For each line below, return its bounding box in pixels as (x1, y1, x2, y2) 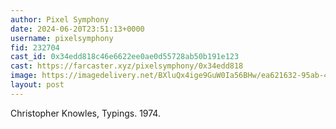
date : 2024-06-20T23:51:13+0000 (10, 24, 145, 34)
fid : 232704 (10, 42, 60, 53)
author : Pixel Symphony (10, 14, 110, 25)
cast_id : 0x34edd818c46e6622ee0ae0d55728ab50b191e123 (10, 52, 240, 62)
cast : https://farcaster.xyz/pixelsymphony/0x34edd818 (10, 61, 244, 71)
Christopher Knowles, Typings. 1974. (10, 107, 161, 119)
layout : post (10, 80, 65, 90)
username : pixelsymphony (10, 33, 114, 43)
